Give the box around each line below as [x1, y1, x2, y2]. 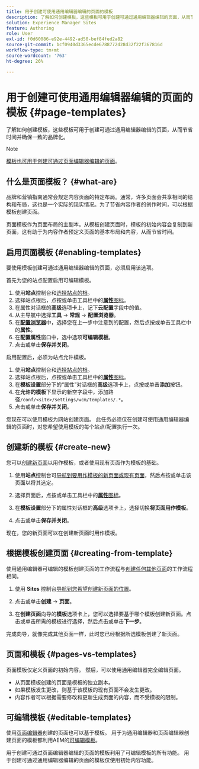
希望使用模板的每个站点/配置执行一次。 [47, 423, 143, 430]
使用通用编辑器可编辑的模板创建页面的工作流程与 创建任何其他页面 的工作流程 [6, 565, 193, 572]
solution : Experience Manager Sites [6, 20, 97, 25]
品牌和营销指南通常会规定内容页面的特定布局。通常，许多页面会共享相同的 [6, 194, 188, 201]
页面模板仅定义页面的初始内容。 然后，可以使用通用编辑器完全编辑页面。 [6, 666, 184, 673]
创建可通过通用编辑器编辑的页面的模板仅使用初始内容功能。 [11, 757, 157, 764]
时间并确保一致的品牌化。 [6, 134, 69, 141]
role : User [6, 31, 33, 37]
